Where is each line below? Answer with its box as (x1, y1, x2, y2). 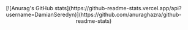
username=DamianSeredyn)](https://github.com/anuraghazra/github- (6, 11, 182, 18)
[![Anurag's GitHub (6, 5, 54, 11)
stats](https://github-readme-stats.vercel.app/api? (54, 5, 182, 11)
